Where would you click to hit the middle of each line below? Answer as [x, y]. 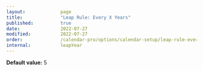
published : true [39, 23]
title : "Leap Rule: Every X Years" [69, 17]
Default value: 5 [27, 62]
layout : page [39, 12]
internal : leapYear [44, 46]
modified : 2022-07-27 [47, 34]
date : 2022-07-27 [47, 29]
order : [14, 40]
